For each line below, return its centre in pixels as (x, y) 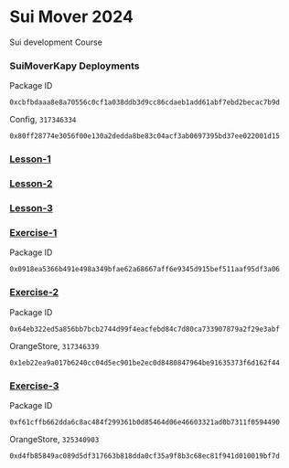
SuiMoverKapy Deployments (75, 66)
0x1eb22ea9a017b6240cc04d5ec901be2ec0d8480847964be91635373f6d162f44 (145, 363)
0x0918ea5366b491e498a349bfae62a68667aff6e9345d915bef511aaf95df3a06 (145, 270)
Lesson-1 (31, 159)
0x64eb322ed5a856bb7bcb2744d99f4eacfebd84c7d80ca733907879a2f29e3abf (145, 329)
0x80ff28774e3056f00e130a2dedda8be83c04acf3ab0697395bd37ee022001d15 (145, 136)
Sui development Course (56, 42)
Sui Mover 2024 (72, 17)
